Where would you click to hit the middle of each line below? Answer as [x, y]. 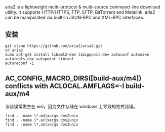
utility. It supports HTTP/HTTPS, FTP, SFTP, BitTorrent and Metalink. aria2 [80, 12]
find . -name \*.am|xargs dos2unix [42, 124]
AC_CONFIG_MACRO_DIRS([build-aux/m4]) [73, 78]
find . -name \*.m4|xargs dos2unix [42, 116]
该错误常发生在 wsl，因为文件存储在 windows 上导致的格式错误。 [71, 106]
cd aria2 [14, 50]
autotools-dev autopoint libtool [40, 59]
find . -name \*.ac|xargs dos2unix [42, 120]
